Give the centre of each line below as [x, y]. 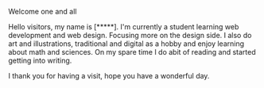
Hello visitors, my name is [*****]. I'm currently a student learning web [124, 27]
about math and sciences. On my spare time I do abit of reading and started [132, 52]
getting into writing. [40, 60]
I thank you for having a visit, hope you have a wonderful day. [109, 76]
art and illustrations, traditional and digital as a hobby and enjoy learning [126, 44]
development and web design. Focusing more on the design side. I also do [130, 35]
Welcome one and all [43, 11]
